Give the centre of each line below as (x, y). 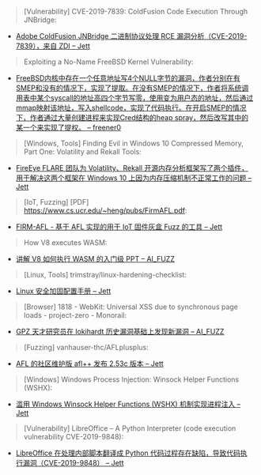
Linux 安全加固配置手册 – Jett (63, 291)
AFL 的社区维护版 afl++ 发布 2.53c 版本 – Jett (89, 364)
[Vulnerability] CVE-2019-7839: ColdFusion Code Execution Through (136, 11)
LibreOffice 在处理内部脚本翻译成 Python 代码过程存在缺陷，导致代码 (128, 453)
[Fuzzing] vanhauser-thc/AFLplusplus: (86, 347)
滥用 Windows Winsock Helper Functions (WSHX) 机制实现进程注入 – (128, 404)
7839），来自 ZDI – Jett (53, 46)
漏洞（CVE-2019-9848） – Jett (73, 463)
